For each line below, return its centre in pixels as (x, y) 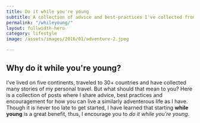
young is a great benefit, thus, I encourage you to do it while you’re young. (98, 114)
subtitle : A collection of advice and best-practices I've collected (94, 17)
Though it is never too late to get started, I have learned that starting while (97, 108)
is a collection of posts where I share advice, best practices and (84, 95)
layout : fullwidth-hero (36, 28)
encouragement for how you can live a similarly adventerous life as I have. (97, 101)
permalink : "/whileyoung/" (40, 22)
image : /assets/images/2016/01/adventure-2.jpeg (68, 39)
